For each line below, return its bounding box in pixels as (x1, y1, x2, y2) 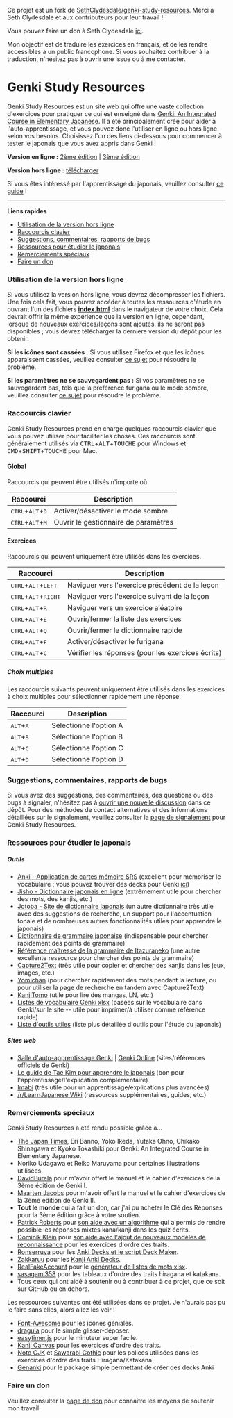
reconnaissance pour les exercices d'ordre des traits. (17, 1240, 170, 1249)
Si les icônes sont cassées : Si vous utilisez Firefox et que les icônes (7, 348, 205, 356)
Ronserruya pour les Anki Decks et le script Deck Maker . (17, 1248, 179, 1256)
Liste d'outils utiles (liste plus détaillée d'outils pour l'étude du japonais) (17, 1021, 222, 1029)
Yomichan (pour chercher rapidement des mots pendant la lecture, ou (17, 976, 217, 984)
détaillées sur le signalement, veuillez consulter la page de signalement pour (7, 813, 226, 822)
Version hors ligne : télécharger (7, 166, 99, 174)
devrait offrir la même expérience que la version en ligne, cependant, (7, 313, 205, 321)
